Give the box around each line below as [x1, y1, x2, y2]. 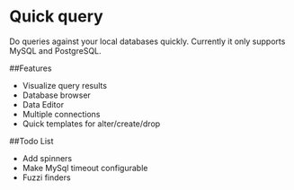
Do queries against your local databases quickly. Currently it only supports [9, 36, 286, 47]
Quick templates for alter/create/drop [22, 118, 161, 129]
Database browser [22, 90, 92, 100]
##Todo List [9, 135, 54, 146]
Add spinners [22, 152, 73, 163]
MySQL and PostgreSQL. [9, 45, 102, 56]
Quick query [9, 6, 103, 27]
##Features [9, 63, 52, 73]
